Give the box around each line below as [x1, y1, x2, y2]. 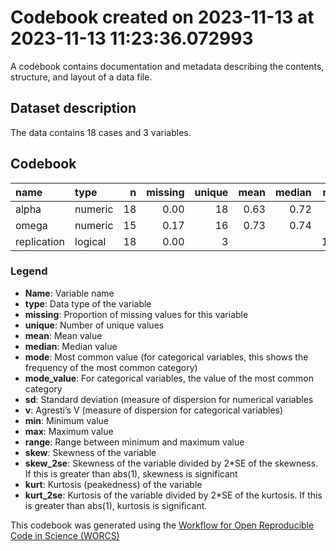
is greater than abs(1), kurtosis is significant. [24, 499, 208, 511]
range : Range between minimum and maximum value [24, 436, 245, 448]
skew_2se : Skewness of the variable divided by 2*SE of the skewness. [24, 457, 319, 469]
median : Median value [24, 340, 118, 352]
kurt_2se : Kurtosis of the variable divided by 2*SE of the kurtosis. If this [24, 489, 323, 501]
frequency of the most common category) [24, 361, 198, 373]
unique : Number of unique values [24, 319, 165, 331]
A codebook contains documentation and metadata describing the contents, [10, 60, 325, 72]
